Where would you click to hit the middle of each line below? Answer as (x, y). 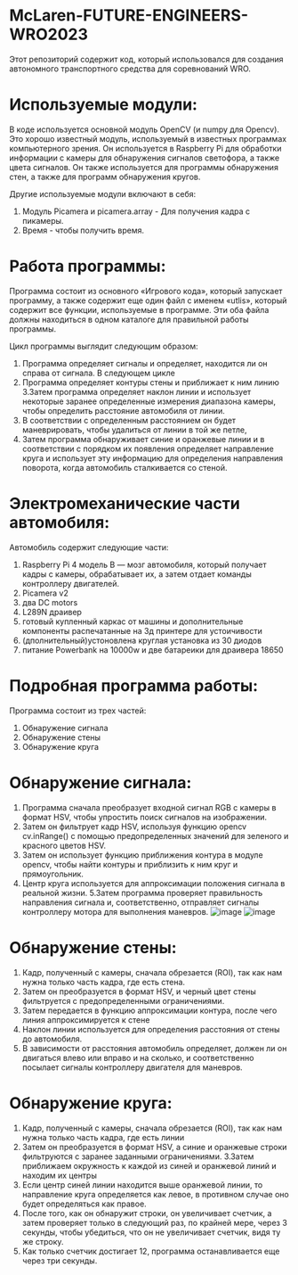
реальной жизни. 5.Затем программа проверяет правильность (142, 892)
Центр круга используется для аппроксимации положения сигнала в (153, 883)
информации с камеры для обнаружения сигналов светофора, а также (145, 158)
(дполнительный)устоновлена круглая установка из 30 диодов (142, 640)
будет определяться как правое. (84, 1204)
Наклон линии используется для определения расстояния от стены (151, 1029)
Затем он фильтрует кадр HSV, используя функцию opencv (134, 827)
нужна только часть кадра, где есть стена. (103, 982)
